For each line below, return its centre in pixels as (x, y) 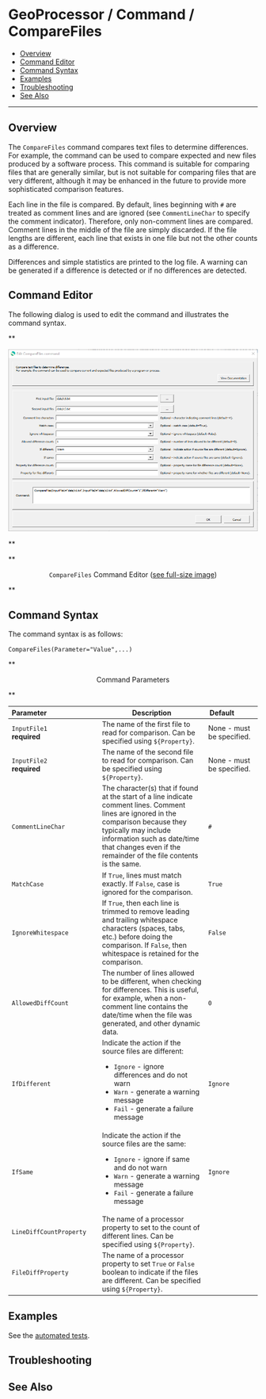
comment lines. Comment (144, 805)
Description (152, 713)
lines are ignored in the (139, 813)
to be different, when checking (152, 981)
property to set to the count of (151, 1227)
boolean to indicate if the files (150, 1272)
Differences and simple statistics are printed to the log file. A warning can (128, 262)
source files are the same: (144, 1144)
